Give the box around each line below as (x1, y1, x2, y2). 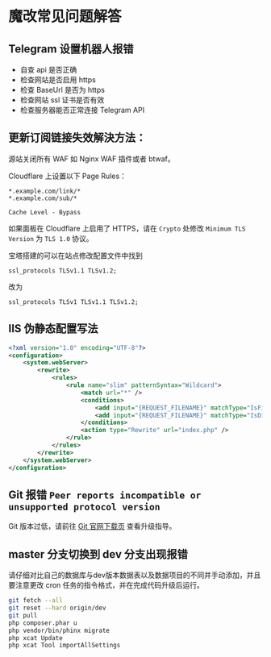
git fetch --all (8, 597, 63, 605)
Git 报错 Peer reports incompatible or (8, 488, 202, 501)
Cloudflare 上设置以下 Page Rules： (8, 171, 127, 181)
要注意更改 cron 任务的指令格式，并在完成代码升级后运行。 (8, 580, 204, 590)
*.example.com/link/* (8, 187, 81, 195)
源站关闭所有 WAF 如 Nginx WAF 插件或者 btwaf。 (8, 154, 175, 164)
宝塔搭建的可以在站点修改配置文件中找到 (8, 251, 143, 260)
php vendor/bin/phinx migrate (8, 626, 110, 634)
